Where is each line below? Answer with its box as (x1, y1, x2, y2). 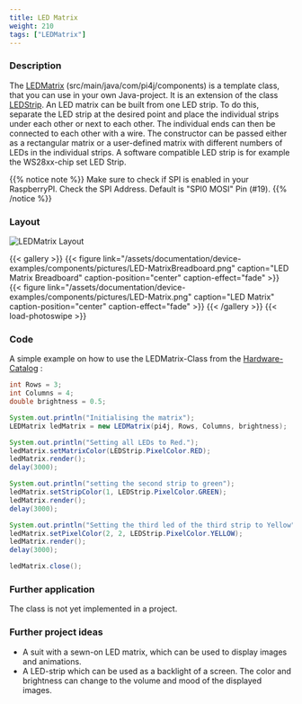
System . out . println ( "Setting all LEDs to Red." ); (9, 438, 200, 447)
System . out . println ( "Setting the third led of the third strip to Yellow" (9, 521, 296, 530)
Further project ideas (9, 626, 103, 638)
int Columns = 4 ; (9, 388, 75, 398)
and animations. (22, 655, 83, 666)
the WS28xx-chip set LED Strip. (9, 156, 127, 167)
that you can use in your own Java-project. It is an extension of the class (9, 89, 279, 100)
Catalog (9, 363, 39, 374)
